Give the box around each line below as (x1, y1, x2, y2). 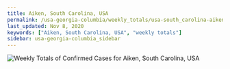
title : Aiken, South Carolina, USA (7, 10, 109, 17)
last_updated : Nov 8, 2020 (7, 23, 84, 29)
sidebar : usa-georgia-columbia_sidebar (7, 36, 121, 42)
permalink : (7, 16, 38, 23)
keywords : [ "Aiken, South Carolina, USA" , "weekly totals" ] (7, 29, 183, 36)
